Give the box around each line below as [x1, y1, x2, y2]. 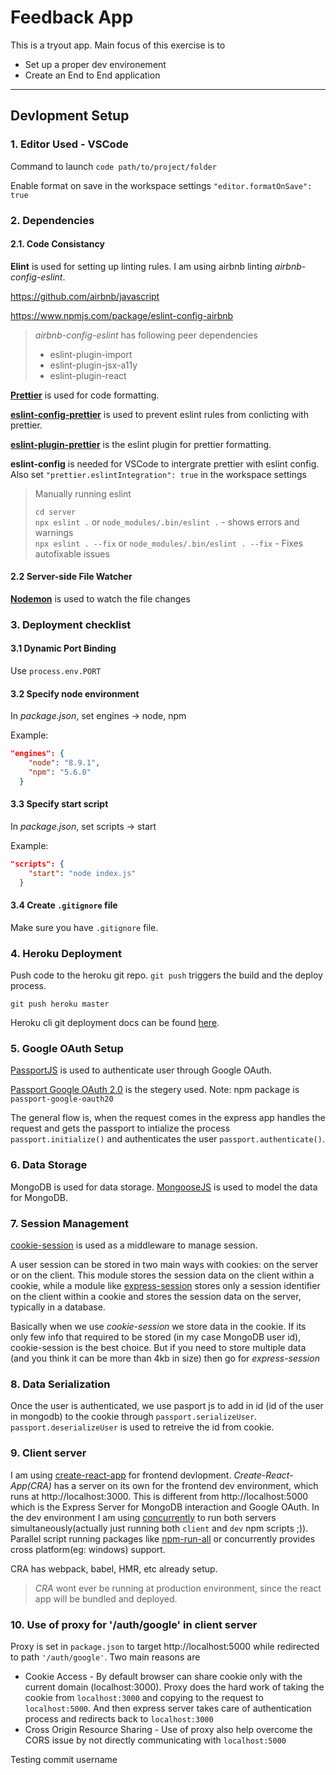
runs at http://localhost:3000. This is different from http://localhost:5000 [10, 1490, 309, 1502]
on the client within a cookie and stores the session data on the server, [10, 1291, 302, 1302]
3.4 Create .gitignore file [10, 899, 118, 911]
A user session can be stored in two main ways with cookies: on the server [10, 1259, 319, 1270]
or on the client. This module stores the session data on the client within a [10, 1269, 315, 1281]
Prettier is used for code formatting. [10, 389, 160, 401]
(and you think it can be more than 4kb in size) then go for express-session [10, 1352, 320, 1364]
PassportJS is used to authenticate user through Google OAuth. [10, 1064, 273, 1076]
